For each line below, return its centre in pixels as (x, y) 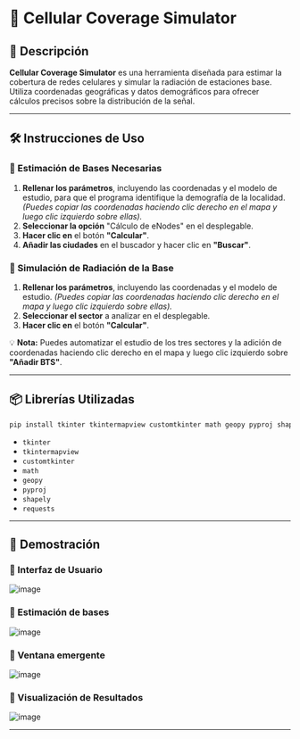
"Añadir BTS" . (36, 361)
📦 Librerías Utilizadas (72, 399)
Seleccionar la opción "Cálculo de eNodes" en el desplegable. (138, 226)
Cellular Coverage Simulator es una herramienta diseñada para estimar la (146, 72)
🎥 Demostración (55, 545)
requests (38, 509)
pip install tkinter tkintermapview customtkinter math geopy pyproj (142, 424)
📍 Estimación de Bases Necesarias (86, 169)
